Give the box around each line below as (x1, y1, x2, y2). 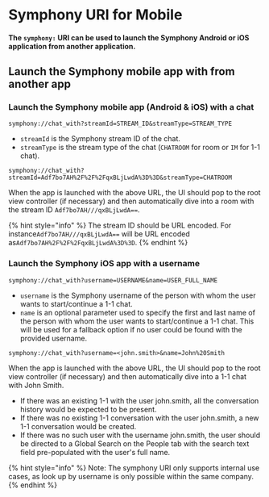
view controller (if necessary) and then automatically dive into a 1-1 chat (8, 371, 247, 381)
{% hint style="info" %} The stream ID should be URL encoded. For (8, 220, 232, 231)
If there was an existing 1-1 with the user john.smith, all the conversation (19, 395, 259, 405)
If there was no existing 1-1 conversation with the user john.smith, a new (19, 413, 259, 423)
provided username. (19, 333, 87, 343)
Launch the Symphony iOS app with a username (8, 258, 200, 269)
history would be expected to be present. (19, 404, 157, 414)
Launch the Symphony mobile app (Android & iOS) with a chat (8, 102, 255, 113)
